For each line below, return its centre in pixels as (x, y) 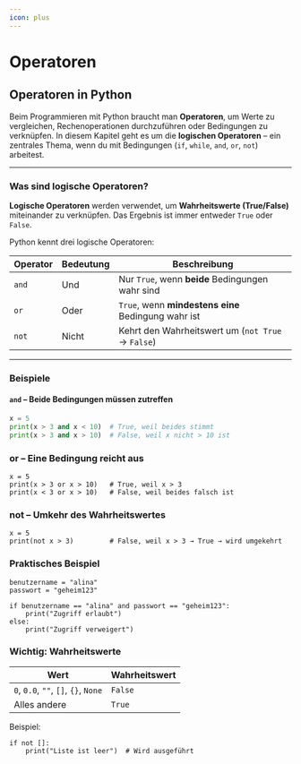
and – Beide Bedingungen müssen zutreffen (91, 399)
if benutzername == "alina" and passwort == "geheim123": (120, 605)
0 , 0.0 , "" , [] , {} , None (58, 690)
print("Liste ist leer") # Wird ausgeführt (110, 751)
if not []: (30, 743)
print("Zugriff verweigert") (80, 629)
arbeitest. (27, 154)
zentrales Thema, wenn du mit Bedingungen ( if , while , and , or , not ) (134, 145)
